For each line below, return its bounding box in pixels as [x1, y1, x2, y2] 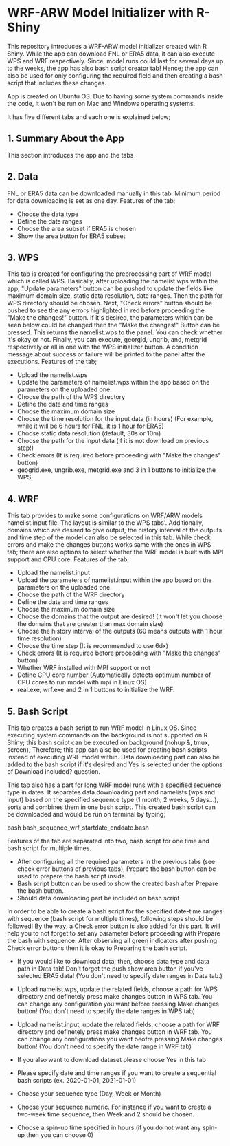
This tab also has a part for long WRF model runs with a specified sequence [7, 781, 222, 789]
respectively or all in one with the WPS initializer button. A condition [7, 343, 199, 352]
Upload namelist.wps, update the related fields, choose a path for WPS [16, 985, 218, 993]
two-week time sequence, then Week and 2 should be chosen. [16, 1110, 194, 1118]
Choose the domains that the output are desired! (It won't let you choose [16, 612, 223, 620]
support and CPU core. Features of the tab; [7, 555, 129, 563]
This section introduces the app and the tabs [7, 151, 134, 159]
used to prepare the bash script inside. [16, 872, 127, 880]
